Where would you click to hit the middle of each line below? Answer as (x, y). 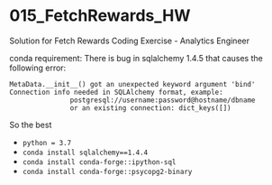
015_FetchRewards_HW (100, 16)
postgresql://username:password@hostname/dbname (163, 100)
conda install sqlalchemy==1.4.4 (85, 153)
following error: (38, 68)
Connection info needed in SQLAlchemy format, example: (116, 92)
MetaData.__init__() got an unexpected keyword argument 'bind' (132, 84)
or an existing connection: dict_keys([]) (150, 108)
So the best (31, 125)
